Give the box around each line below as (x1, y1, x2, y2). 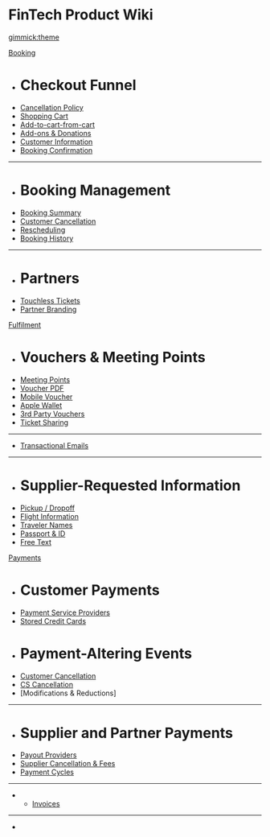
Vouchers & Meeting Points (19, 348, 207, 366)
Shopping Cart (19, 111, 68, 121)
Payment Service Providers (19, 608, 111, 617)
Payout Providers (19, 750, 77, 760)
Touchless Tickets (19, 295, 80, 305)
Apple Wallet (19, 400, 63, 410)
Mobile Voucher (19, 392, 73, 402)
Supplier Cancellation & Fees (19, 759, 116, 769)
